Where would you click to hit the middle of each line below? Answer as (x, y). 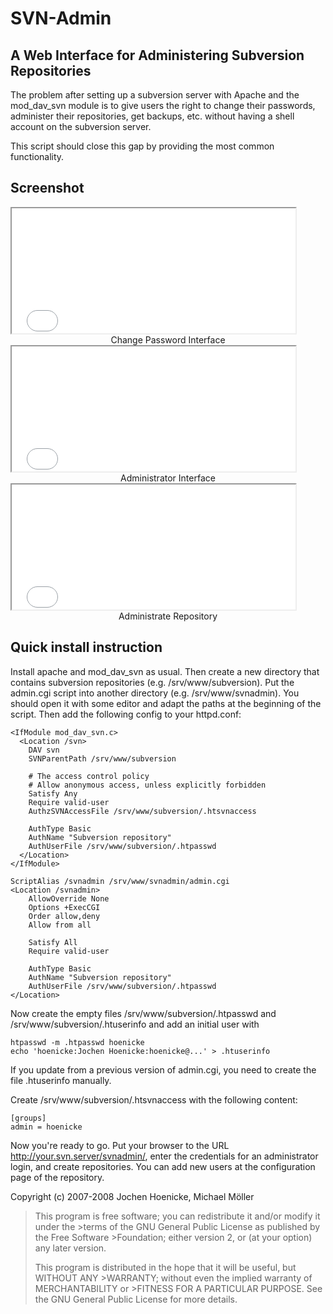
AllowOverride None (69, 898)
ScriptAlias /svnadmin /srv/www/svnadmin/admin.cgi (120, 881)
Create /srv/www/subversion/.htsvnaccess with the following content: (154, 1099)
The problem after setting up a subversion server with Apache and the (155, 95)
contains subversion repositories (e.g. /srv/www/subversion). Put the (152, 682)
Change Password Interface (168, 339)
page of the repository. (57, 1177)
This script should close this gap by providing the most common (142, 146)
